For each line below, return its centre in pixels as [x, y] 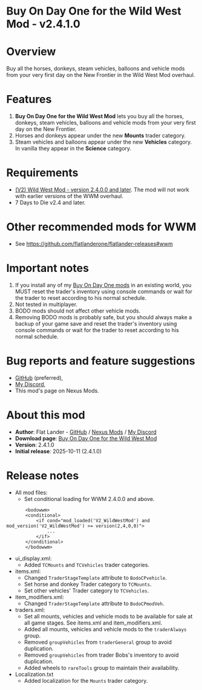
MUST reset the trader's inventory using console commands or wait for [103, 291]
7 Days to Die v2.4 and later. [50, 202]
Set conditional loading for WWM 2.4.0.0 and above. [89, 499]
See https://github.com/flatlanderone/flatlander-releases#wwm [94, 244]
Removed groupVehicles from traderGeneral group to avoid [98, 642]
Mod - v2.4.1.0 [43, 24]
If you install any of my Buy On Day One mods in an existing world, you [103, 285]
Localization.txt [34, 674]
